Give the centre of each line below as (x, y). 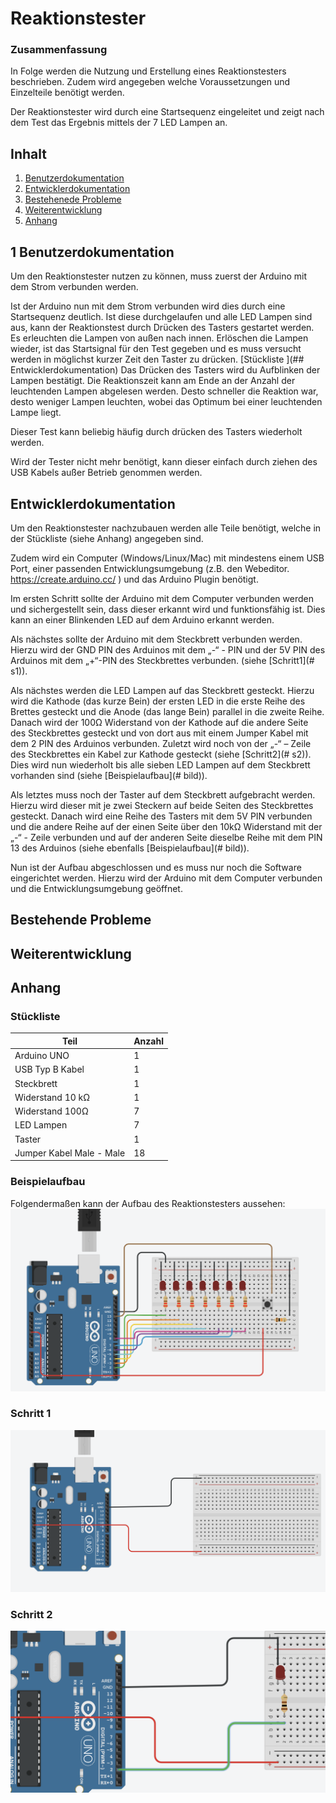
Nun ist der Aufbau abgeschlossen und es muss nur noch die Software (156, 867)
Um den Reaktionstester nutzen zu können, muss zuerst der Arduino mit (159, 276)
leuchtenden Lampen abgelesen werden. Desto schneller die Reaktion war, (164, 391)
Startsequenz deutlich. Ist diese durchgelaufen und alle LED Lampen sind (161, 317)
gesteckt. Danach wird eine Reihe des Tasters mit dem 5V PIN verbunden (161, 816)
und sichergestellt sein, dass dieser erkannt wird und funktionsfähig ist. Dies (168, 609)
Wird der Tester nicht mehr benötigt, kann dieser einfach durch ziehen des (164, 462)
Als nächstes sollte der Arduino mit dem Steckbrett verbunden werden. (156, 639)
